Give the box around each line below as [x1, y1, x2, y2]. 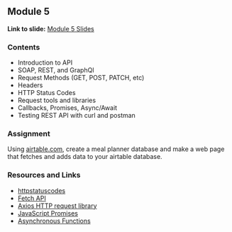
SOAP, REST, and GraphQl [17, 66, 94, 74]
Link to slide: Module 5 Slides [7, 24, 94, 33]
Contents [7, 42, 40, 52]
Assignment [7, 129, 51, 139]
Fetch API [17, 194, 46, 202]
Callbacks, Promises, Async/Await [17, 104, 118, 112]
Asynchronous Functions [17, 216, 91, 225]
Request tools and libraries [17, 96, 96, 105]
